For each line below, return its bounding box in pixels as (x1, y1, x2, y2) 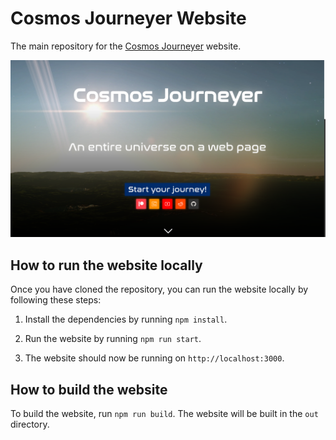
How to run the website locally (10, 257, 203, 274)
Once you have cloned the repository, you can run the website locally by (10, 283, 309, 296)
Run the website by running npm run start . (24, 333, 202, 345)
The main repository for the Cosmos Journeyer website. (10, 40, 242, 52)
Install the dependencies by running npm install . (24, 313, 228, 326)
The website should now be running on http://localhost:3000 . (24, 352, 285, 364)
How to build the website (10, 381, 168, 398)
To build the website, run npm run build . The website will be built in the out (10, 408, 319, 420)
